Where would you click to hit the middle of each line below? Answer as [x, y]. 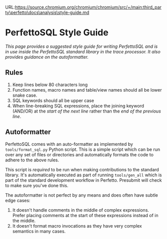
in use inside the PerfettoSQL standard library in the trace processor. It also [83, 51]
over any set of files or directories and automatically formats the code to [79, 154]
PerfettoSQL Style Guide [57, 33]
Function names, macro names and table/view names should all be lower [87, 90]
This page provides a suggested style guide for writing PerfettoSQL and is [82, 46]
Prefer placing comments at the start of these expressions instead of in [85, 215]
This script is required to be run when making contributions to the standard [82, 169]
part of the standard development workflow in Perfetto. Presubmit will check [83, 180]
